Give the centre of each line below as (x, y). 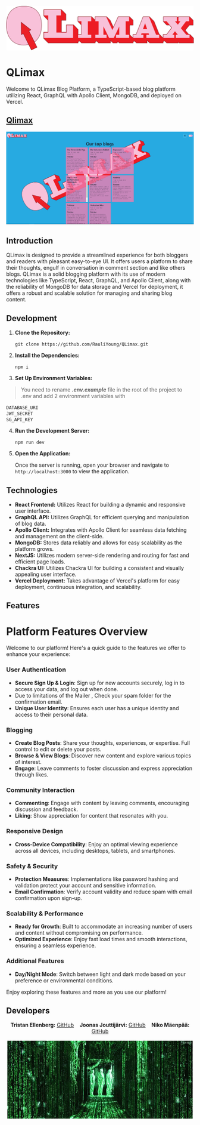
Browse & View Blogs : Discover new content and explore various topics (103, 756)
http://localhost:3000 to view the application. (72, 471)
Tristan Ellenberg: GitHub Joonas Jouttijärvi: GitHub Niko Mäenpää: (100, 1025)
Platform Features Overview (77, 631)
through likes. (32, 775)
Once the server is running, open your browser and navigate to (92, 465)
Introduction (30, 241)
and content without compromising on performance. (79, 933)
